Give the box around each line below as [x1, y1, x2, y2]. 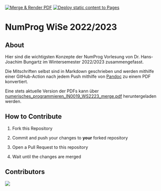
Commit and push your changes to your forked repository [12, 135, 128, 140]
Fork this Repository [12, 125, 53, 131]
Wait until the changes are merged [12, 154, 81, 159]
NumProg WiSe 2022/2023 [5, 22, 117, 33]
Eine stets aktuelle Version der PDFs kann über [5, 88, 99, 94]
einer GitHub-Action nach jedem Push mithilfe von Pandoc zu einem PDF [5, 73, 151, 79]
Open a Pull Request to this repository [12, 144, 89, 150]
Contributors [5, 168, 45, 176]
